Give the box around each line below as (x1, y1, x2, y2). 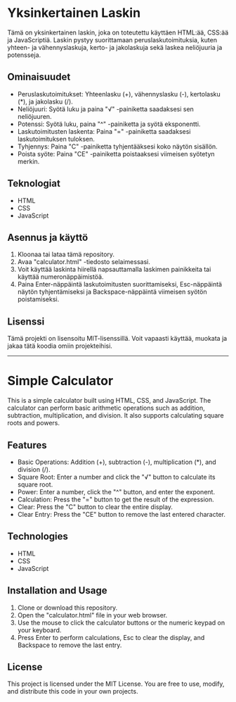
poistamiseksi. (17, 295, 60, 303)
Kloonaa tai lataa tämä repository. (17, 250, 114, 258)
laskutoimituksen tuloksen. (17, 134, 95, 143)
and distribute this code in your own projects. (7, 687, 138, 696)
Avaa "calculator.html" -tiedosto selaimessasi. (17, 258, 151, 266)
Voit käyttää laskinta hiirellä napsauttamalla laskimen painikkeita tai (17, 265, 211, 274)
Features (7, 439, 47, 451)
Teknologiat (7, 177, 61, 189)
